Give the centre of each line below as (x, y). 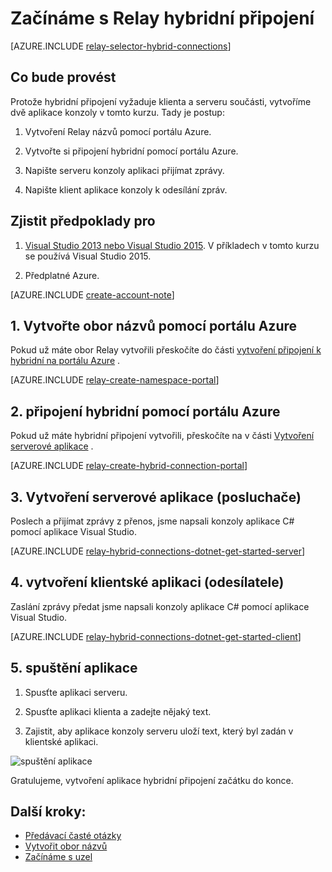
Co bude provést (63, 77)
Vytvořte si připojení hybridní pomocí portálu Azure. (131, 151)
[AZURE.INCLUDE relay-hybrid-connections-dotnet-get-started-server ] (158, 551)
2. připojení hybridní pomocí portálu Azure (145, 411)
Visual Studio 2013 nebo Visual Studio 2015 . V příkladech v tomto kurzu (172, 245)
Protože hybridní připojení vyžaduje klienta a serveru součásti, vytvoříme (161, 101)
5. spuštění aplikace (74, 668)
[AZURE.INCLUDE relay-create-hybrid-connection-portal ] (129, 466)
